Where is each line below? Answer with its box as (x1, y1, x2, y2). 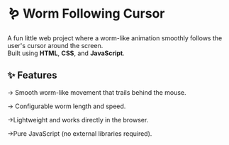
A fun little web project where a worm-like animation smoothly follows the (7, 33, 223, 42)
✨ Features (7, 69, 57, 81)
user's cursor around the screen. (7, 41, 104, 50)
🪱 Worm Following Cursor (7, 6, 165, 22)
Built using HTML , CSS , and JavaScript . (7, 49, 125, 57)
